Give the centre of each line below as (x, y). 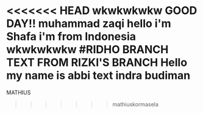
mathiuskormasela (135, 104)
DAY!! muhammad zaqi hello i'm (89, 24)
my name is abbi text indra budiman (98, 75)
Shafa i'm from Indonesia (71, 37)
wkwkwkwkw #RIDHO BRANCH (87, 50)
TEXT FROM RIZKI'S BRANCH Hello (97, 63)
